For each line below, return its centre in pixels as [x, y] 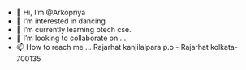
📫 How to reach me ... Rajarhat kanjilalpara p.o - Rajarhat [112, 47]
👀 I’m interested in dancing [60, 21]
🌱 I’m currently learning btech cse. [73, 29]
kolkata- [224, 47]
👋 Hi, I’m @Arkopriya [51, 12]
